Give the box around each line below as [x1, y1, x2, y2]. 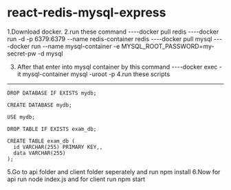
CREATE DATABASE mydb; [7, 102, 72, 108]
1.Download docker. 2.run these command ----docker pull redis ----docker [7, 27, 219, 36]
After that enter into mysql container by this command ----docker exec [16, 62, 218, 71]
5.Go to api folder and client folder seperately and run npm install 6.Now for [7, 167, 221, 176]
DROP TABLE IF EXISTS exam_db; [7, 126, 97, 132]
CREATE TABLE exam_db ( [7, 137, 76, 145]
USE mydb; [7, 113, 36, 121]
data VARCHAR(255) [13, 150, 67, 156]
